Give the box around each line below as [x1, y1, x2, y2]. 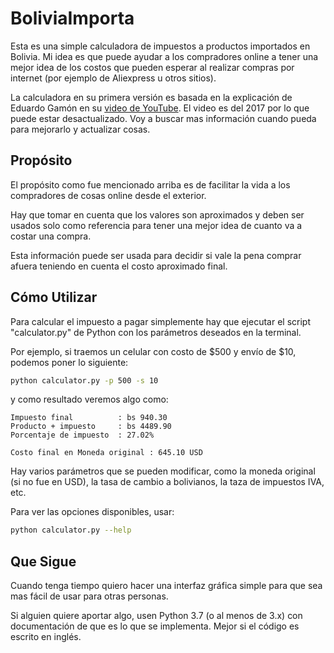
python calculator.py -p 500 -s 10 [10, 375, 159, 386]
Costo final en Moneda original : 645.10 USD [10, 448, 203, 458]
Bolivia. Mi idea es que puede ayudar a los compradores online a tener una [10, 50, 319, 62]
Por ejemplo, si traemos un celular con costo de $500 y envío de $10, [10, 345, 297, 357]
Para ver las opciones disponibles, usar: [10, 506, 175, 518]
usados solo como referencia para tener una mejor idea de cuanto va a [10, 219, 303, 231]
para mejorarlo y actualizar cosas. [10, 123, 151, 135]
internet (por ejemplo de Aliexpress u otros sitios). [10, 72, 217, 84]
